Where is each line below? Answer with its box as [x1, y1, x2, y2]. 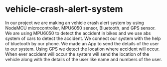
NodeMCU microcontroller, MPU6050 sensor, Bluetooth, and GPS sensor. [5, 25, 156, 31]
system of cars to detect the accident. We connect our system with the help [5, 35, 161, 41]
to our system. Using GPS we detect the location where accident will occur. [5, 46, 160, 52]
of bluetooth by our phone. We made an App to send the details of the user [5, 40, 160, 46]
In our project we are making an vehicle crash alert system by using [5, 20, 144, 26]
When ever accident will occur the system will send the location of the [5, 51, 150, 57]
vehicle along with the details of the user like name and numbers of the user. [5, 56, 163, 62]
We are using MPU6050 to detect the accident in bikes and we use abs [5, 30, 151, 36]
